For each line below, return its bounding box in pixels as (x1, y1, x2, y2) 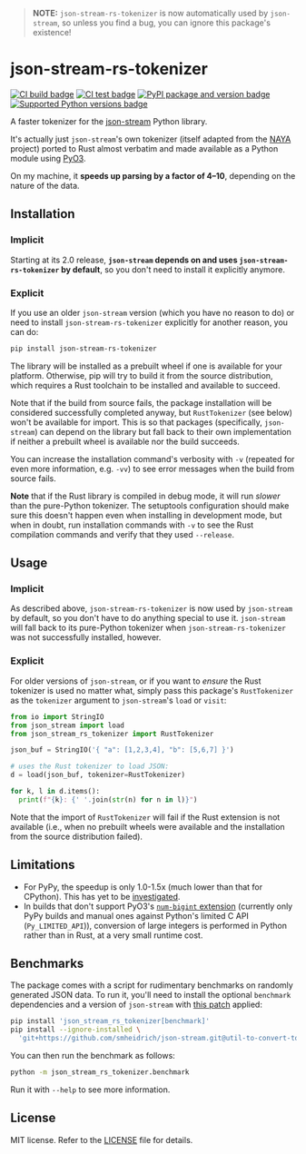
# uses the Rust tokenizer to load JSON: (10, 762, 170, 771)
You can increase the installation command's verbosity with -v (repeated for (10, 453, 295, 464)
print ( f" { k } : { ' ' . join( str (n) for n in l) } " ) (18, 794, 198, 804)
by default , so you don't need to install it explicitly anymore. (61, 263, 285, 275)
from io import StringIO (10, 712, 104, 721)
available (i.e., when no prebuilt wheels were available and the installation (10, 821, 285, 832)
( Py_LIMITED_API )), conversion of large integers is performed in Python (23, 920, 287, 931)
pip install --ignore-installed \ (10, 1025, 142, 1034)
